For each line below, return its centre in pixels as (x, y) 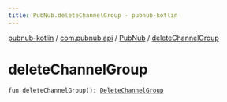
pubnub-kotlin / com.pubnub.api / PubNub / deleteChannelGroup (113, 38)
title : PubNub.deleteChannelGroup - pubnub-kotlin (93, 15)
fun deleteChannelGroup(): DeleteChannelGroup (86, 90)
